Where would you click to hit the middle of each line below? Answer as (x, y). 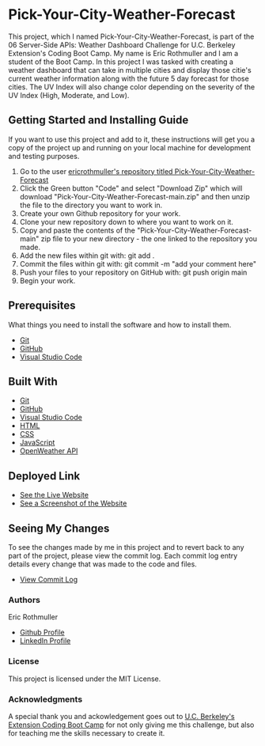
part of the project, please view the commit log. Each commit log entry (123, 556)
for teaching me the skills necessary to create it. (87, 733)
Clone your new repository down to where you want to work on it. (126, 222)
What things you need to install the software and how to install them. (120, 324)
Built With (33, 381)
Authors (25, 600)
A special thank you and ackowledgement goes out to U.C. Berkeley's (121, 716)
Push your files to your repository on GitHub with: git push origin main (133, 272)
